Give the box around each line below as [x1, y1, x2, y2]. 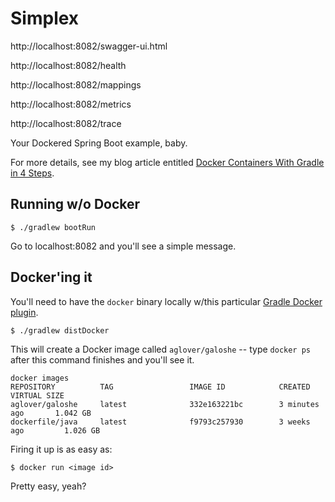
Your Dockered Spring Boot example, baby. [10, 137, 188, 149]
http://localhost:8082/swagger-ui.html [10, 40, 168, 52]
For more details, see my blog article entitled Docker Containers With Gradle [10, 156, 325, 168]
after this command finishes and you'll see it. [10, 353, 195, 366]
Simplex [10, 7, 80, 30]
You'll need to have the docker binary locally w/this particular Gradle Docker [10, 295, 323, 307]
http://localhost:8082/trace [10, 117, 122, 129]
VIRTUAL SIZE [10, 390, 65, 401]
